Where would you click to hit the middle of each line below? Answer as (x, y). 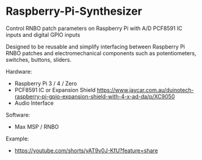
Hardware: (19, 71)
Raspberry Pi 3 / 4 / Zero (46, 83)
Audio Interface (34, 103)
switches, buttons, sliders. (38, 59)
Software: (18, 115)
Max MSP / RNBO (37, 126)
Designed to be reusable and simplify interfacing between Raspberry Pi (96, 47)
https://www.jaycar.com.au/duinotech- (145, 90)
